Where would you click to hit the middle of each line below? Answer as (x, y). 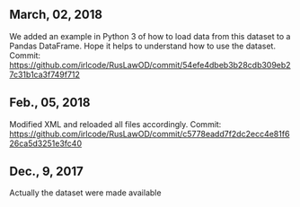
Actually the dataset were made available (85, 193)
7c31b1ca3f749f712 (45, 74)
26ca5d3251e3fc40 (46, 143)
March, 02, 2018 (56, 15)
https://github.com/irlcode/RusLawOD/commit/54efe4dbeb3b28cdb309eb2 (150, 65)
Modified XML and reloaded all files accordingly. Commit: (115, 124)
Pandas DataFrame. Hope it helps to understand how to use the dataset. (143, 46)
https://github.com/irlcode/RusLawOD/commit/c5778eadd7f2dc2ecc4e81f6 (150, 134)
